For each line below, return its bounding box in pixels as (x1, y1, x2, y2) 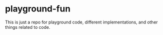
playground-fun (5, 3, 71, 14)
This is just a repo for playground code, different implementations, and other (5, 19, 158, 25)
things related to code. (5, 24, 50, 30)
